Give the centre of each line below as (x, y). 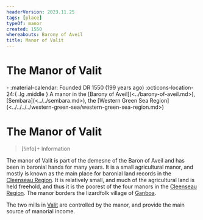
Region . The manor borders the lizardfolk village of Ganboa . (81, 193)
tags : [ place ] (24, 18)
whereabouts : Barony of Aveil (45, 35)
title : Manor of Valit (35, 40)
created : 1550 (24, 29)
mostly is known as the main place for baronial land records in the (89, 173)
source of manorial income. (41, 211)
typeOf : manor (24, 23)
